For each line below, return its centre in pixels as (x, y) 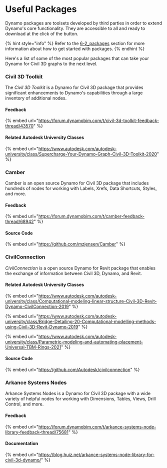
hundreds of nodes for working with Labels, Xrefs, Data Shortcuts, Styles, (81, 188)
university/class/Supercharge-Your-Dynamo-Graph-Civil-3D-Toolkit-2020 (81, 154)
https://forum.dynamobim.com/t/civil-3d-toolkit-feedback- (98, 120)
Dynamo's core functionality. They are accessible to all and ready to (75, 28)
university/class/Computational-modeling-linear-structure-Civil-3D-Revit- (81, 301)
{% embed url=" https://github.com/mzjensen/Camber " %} (65, 244)
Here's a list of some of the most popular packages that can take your (77, 58)
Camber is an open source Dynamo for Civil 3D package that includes (77, 183)
